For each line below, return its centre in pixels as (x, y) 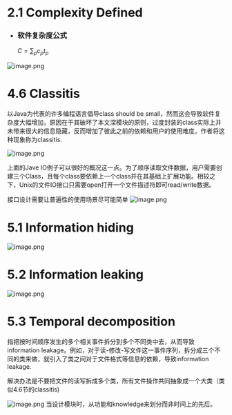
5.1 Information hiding (71, 228)
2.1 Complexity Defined (75, 13)
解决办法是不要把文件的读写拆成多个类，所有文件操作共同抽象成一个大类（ (113, 381)
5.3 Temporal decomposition (91, 322)
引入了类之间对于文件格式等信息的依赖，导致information (129, 359)
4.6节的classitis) (36, 389)
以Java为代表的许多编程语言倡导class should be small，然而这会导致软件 (111, 114)
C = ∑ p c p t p (33, 52)
